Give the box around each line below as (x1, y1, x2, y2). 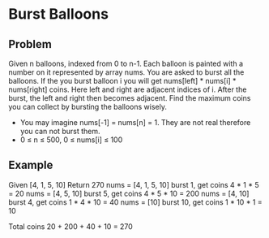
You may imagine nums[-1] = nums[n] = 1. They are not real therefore (19, 118, 251, 127)
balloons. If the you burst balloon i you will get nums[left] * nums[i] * (8, 76, 237, 85)
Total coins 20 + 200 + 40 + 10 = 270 (8, 221, 134, 232)
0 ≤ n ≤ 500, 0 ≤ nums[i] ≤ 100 (19, 135, 123, 145)
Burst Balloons (8, 5, 109, 24)
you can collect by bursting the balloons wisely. (8, 102, 168, 111)
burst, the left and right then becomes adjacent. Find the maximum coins (8, 93, 251, 102)
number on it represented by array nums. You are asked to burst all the (8, 67, 245, 77)
